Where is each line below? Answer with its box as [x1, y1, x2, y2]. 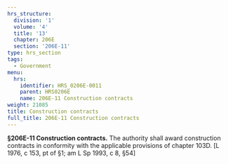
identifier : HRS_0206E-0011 [20, 82, 102, 89]
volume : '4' [13, 23, 49, 30]
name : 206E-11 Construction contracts [20, 95, 133, 102]
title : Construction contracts [7, 108, 99, 115]
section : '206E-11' [13, 43, 71, 50]
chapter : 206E [13, 36, 55, 43]
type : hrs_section [7, 50, 61, 57]
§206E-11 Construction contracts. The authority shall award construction [7, 134, 221, 142]
